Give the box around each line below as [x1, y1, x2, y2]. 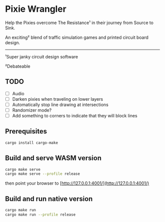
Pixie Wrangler [5, 3, 67, 15]
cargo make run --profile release [5, 212, 76, 217]
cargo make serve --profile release [5, 171, 80, 176]
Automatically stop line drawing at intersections [12, 102, 109, 108]
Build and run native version [5, 194, 93, 203]
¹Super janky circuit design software [5, 54, 79, 59]
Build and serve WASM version [5, 154, 102, 163]
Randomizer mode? [12, 107, 52, 113]
